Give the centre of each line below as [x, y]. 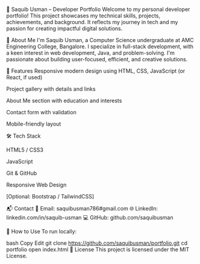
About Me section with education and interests [64, 100]
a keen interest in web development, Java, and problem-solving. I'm [90, 53]
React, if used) [24, 77]
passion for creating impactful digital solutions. [64, 28]
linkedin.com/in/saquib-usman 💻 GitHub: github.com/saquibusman [90, 217]
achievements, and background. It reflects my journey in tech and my [92, 22]
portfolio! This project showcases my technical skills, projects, [83, 16]
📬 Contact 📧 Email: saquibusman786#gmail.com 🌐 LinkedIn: [82, 208]
